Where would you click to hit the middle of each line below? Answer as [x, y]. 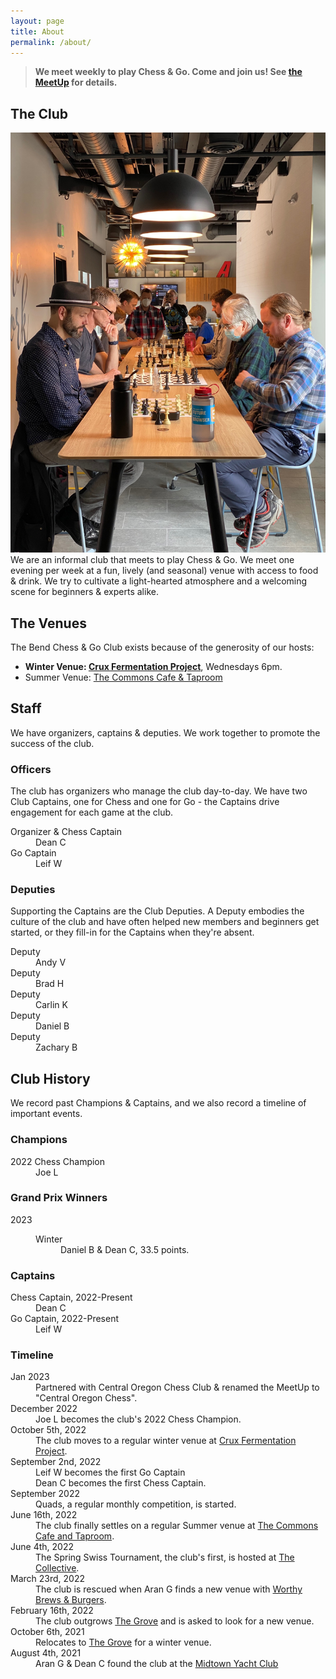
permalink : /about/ [51, 42]
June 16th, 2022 [44, 1515]
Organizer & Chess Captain [66, 832]
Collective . [57, 1568]
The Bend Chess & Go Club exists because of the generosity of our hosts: [162, 647]
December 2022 [44, 1409]
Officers [31, 769]
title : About [37, 31]
